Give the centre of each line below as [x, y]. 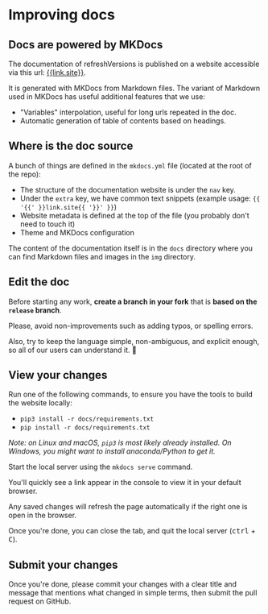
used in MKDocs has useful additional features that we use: [107, 97]
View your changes [58, 375]
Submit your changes [63, 564]
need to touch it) [47, 224]
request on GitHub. [40, 601]
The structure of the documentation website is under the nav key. [128, 189]
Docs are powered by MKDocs [86, 45]
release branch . [35, 310]
